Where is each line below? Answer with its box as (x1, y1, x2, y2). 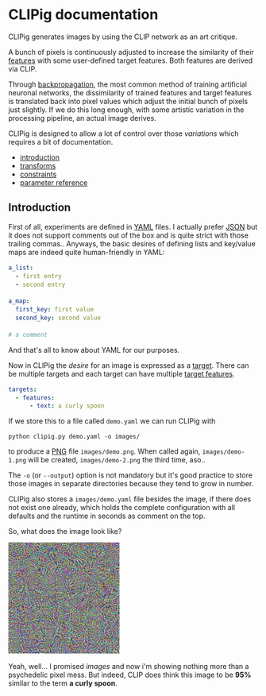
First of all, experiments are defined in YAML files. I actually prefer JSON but (8, 222, 258, 231)
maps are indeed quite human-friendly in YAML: (8, 247, 165, 257)
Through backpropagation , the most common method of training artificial (8, 79, 248, 89)
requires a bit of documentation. (8, 137, 114, 146)
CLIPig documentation (8, 6, 159, 24)
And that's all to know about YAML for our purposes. (8, 345, 180, 354)
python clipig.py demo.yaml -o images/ (8, 433, 141, 441)
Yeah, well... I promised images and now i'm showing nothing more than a (8, 662, 249, 671)
